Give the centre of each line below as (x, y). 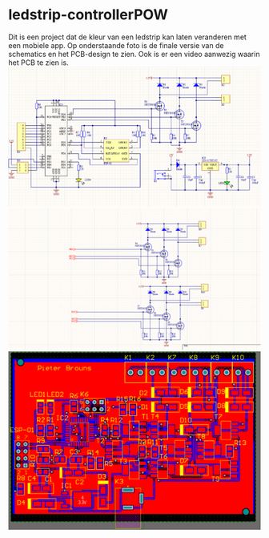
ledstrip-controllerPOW (88, 15)
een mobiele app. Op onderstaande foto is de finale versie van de (116, 45)
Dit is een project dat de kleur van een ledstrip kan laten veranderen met (127, 37)
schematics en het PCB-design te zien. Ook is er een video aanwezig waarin (134, 54)
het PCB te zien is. (39, 63)
